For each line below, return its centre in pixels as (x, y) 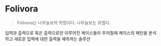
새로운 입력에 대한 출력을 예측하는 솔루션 (52, 39)
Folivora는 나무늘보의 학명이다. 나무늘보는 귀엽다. (64, 23)
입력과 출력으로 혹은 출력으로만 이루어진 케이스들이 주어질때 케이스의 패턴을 (76, 33)
